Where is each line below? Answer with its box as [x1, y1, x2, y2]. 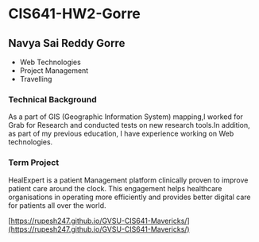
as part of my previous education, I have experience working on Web [8, 129, 234, 139]
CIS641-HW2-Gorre [8, 5, 141, 23]
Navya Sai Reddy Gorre [8, 36, 126, 50]
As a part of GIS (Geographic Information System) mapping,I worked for [8, 112, 244, 121]
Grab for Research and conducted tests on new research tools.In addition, [8, 121, 250, 130]
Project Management [19, 66, 89, 75]
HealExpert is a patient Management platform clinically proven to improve [8, 175, 249, 185]
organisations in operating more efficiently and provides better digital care [8, 192, 252, 202]
